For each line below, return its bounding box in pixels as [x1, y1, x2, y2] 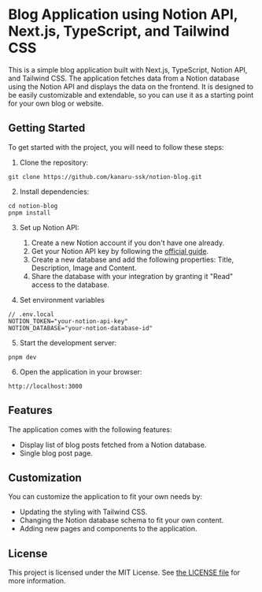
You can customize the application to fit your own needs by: [8, 492, 203, 501]
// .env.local [8, 310, 55, 318]
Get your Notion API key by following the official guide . [31, 246, 209, 255]
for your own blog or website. [8, 99, 104, 108]
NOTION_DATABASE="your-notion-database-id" [8, 324, 153, 332]
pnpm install [8, 209, 51, 217]
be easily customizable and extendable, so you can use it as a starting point [8, 90, 254, 99]
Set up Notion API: [19, 222, 80, 232]
